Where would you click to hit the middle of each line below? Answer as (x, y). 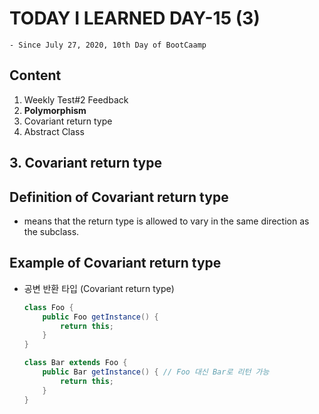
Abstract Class (54, 131)
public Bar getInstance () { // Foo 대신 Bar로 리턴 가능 (156, 372)
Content (35, 75)
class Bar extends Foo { (75, 363)
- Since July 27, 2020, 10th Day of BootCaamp (108, 45)
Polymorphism (55, 110)
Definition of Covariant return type (119, 197)
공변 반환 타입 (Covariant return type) (99, 288)
